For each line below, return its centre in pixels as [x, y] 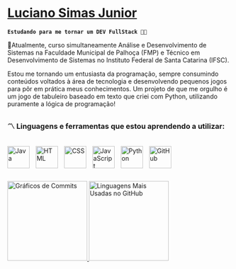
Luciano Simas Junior [72, 13]
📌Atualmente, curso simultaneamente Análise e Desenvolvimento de [107, 45]
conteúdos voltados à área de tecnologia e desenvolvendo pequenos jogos [117, 81]
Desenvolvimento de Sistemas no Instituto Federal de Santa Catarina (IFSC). [118, 60]
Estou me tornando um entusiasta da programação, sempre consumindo [113, 74]
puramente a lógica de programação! [61, 103]
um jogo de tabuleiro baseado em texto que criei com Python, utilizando [113, 96]
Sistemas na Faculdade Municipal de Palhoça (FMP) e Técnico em [104, 52]
